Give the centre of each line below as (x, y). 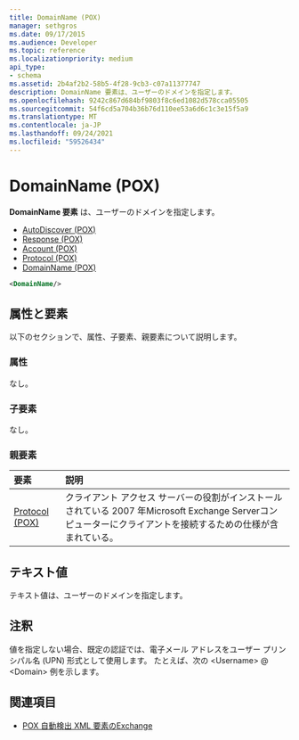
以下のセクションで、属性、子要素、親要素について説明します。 (125, 337)
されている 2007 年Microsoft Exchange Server (163, 511)
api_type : (28, 68)
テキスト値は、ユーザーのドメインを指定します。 (98, 596)
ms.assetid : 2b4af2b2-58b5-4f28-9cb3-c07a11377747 (105, 84)
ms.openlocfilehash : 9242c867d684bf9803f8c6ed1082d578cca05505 (129, 100)
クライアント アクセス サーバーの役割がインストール (174, 497)
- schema (25, 76)
